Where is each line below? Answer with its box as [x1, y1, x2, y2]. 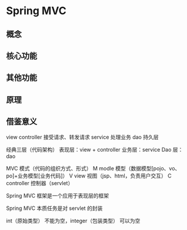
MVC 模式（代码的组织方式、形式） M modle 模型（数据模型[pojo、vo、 [6, 165, 181, 172]
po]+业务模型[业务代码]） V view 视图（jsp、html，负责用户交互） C [6, 172, 172, 179]
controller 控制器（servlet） [6, 179, 74, 186]
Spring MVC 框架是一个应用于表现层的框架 [6, 192, 109, 199]
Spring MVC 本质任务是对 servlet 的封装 [6, 205, 103, 212]
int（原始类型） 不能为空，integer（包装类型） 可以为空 [6, 217, 141, 224]
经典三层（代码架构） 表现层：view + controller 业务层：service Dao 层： [6, 146, 183, 153]
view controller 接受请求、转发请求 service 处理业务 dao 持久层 [6, 133, 159, 140]
